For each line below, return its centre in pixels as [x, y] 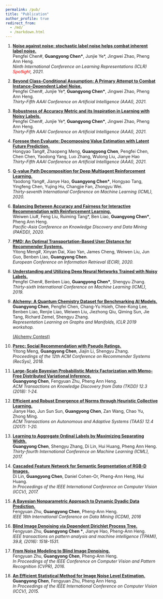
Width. [20, 441]
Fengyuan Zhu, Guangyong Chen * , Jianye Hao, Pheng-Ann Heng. [79, 531]
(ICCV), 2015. [26, 591]
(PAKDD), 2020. [28, 232]
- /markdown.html [27, 32]
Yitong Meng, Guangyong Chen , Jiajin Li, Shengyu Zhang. [71, 351]
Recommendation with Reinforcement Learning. [62, 211]
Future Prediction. [31, 146]
